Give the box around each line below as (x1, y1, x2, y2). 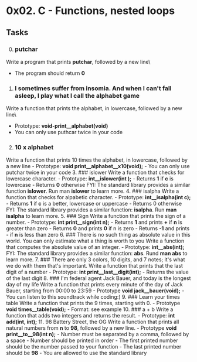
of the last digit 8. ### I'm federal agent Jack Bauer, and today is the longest (6, 275, 191, 282)
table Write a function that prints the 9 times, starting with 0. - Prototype (6, 300, 181, 307)
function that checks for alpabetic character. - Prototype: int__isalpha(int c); (6, 194, 191, 201)
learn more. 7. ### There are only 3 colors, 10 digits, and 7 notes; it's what (6, 256, 185, 263)
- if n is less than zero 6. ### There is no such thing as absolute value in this (6, 231, 191, 238)
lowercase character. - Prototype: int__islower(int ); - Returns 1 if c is (6, 175, 174, 182)
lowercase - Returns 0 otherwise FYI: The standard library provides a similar (6, 182, 191, 189)
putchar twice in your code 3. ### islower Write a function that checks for (6, 169, 185, 176)
